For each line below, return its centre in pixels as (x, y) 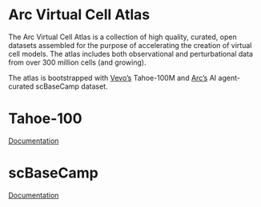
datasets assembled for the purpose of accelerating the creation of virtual (130, 45)
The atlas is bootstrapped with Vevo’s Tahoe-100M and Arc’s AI (112, 78)
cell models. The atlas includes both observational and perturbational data (131, 54)
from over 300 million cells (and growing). (77, 62)
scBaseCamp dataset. (72, 86)
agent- (229, 78)
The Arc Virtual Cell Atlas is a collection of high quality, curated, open (123, 37)
